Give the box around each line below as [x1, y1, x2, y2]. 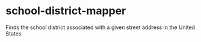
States [5, 30, 22, 37]
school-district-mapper [5, 4, 126, 18]
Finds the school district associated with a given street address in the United [5, 24, 196, 31]
